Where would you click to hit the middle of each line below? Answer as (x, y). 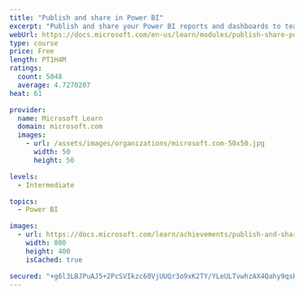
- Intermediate (46, 185)
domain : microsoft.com (60, 127)
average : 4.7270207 (54, 85)
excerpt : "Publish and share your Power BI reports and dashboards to (145, 26)
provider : (28, 109)
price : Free (32, 52)
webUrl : (24, 34)
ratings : (26, 69)
